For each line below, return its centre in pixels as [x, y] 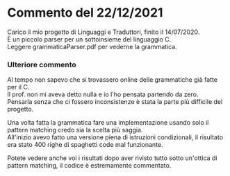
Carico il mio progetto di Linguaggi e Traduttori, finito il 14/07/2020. [104, 32]
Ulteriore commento [42, 64]
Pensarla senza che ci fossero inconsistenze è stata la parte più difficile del [115, 102]
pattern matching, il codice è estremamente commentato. [89, 166]
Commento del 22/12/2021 [85, 13]
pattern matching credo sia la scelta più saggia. [75, 130]
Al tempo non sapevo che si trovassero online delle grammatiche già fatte [112, 80]
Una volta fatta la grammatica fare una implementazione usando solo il [108, 123]
